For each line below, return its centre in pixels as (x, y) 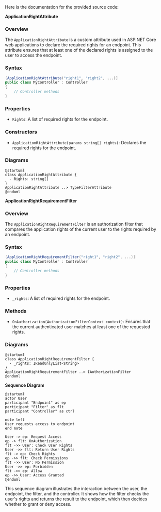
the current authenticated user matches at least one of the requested (81, 327)
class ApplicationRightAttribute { (41, 175)
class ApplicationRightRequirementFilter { (50, 359)
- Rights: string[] (29, 179)
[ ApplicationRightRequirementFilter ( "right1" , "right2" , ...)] (70, 257)
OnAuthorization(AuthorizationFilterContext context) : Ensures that (81, 322)
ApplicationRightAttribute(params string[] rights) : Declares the (79, 142)
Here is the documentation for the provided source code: (62, 7)
